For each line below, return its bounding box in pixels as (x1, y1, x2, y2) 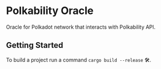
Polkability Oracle (6, 4, 94, 18)
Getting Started (6, 40, 64, 50)
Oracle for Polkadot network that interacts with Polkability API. (6, 23, 156, 30)
